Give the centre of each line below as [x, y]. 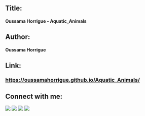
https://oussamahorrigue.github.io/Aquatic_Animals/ [73, 80]
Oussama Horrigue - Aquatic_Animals [46, 21]
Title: [14, 8]
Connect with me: [34, 96]
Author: [18, 37]
